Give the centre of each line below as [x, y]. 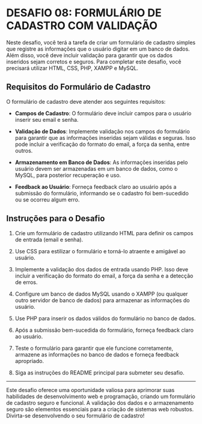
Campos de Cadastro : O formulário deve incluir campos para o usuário [103, 113]
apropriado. [29, 361]
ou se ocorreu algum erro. [47, 200]
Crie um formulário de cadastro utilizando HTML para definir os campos [104, 233]
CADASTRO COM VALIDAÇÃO [82, 26]
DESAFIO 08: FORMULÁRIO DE [84, 13]
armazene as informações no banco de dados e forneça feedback [97, 354]
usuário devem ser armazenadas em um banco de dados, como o [96, 168]
